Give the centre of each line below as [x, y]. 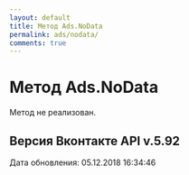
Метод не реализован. [53, 113]
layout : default [40, 18]
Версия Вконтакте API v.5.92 [95, 141]
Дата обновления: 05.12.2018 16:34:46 [83, 162]
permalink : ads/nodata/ [54, 34]
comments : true [38, 43]
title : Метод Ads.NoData [56, 26]
